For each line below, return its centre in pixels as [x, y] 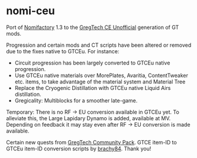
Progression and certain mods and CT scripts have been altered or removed [99, 45]
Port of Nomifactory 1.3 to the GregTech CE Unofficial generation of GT [93, 27]
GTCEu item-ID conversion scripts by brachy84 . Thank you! [79, 149]
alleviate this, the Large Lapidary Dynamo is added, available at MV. [88, 118]
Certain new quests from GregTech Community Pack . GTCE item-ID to [92, 142]
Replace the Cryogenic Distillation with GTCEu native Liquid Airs [93, 88]
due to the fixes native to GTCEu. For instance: [63, 51]
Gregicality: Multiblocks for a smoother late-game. [76, 100]
